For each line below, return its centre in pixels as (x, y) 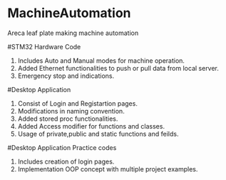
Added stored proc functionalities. (68, 119)
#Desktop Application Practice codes (62, 147)
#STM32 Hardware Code (44, 46)
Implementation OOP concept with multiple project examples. (108, 169)
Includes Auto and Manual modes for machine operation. (101, 60)
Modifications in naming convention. (71, 111)
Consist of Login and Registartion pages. (77, 103)
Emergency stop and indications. (66, 76)
